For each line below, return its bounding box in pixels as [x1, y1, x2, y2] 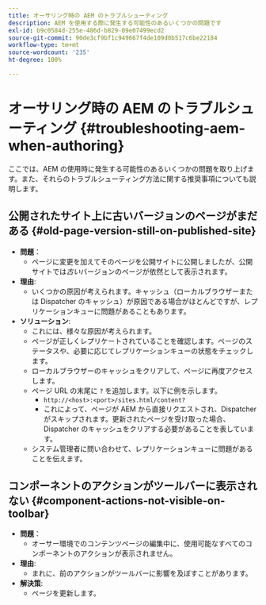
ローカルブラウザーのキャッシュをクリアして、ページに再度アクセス [31, 366, 253, 376]
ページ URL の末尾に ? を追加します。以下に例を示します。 [31, 386, 222, 395]
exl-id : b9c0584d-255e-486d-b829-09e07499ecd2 [8, 26, 165, 34]
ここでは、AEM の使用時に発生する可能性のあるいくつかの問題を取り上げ [8, 164, 248, 173]
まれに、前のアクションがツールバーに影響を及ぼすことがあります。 [31, 568, 253, 578]
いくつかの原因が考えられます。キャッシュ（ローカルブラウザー [31, 287, 240, 296]
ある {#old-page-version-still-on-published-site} [8, 224, 256, 238]
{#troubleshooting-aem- [79, 120, 245, 137]
